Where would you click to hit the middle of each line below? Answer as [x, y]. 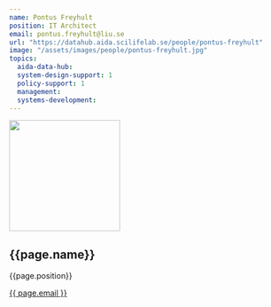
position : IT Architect [53, 26]
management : [39, 91]
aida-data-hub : [45, 67]
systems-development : [57, 100]
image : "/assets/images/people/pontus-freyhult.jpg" [108, 51]
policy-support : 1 [51, 83]
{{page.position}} [41, 276]
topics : [23, 59]
